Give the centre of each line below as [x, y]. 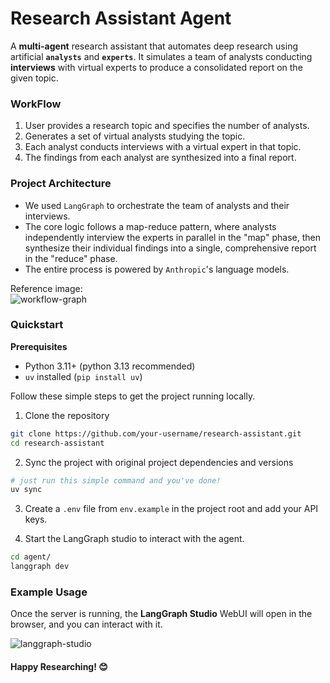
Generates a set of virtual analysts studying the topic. [135, 136]
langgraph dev [40, 567]
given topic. [34, 78]
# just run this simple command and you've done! [116, 480]
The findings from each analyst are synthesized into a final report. [160, 158]
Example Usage [49, 592]
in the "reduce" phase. [71, 258]
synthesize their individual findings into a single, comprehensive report [170, 248]
